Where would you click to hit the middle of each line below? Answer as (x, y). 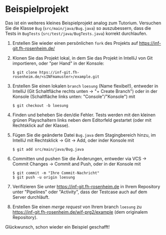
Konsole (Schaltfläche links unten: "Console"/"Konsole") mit (74, 96)
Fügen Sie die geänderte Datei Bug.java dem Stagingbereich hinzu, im (84, 135)
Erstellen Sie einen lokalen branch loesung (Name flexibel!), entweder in (85, 86)
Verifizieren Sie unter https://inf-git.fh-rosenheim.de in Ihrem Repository (86, 186)
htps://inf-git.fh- (59, 72)
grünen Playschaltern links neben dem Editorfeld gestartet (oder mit (82, 120)
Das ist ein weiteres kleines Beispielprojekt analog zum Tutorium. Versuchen (83, 23)
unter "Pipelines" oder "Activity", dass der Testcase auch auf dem (80, 192)
